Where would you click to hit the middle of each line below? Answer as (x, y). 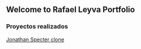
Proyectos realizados (37, 27)
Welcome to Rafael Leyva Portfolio (70, 10)
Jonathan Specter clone (35, 39)
